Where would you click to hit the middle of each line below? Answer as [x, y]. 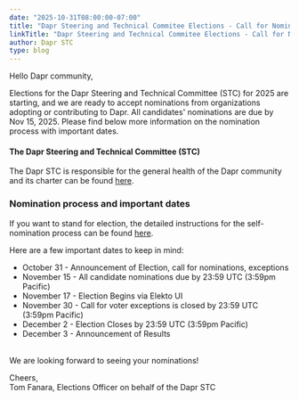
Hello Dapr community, [51, 76]
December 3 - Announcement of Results [96, 333]
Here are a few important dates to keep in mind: [97, 250]
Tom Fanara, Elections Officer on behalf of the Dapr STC [113, 387]
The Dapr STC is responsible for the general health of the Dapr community [145, 171]
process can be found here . [103, 233]
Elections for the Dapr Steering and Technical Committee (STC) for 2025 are [149, 94]
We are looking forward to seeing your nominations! [104, 360]
